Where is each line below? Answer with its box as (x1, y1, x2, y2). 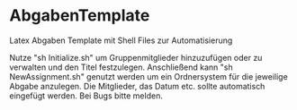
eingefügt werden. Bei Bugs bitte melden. (9, 90, 164, 101)
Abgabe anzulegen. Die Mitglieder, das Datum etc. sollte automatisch (9, 80, 265, 91)
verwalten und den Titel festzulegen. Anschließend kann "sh (9, 62, 234, 72)
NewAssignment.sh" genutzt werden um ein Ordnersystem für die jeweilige (9, 71, 288, 81)
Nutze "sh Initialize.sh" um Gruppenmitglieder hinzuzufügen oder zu (9, 52, 263, 63)
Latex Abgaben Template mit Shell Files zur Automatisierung (9, 35, 233, 46)
